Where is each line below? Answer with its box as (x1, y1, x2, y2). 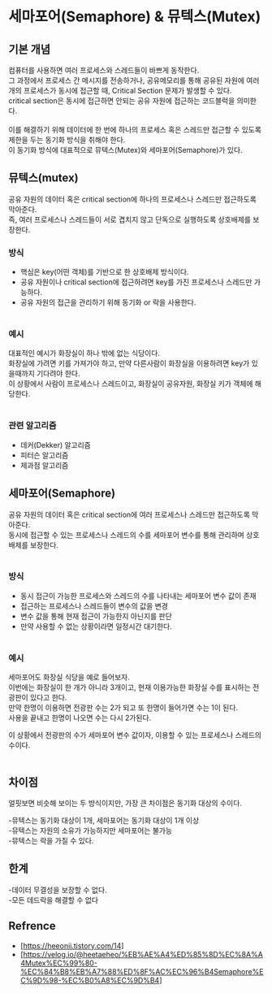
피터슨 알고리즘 (19, 450, 69, 460)
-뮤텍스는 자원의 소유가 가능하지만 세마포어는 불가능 (8, 826, 173, 835)
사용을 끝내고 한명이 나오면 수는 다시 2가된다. (8, 713, 152, 723)
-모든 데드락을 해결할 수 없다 (8, 895, 99, 904)
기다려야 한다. (36, 369, 80, 379)
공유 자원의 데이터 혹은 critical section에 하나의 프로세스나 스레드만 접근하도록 (8, 194, 257, 204)
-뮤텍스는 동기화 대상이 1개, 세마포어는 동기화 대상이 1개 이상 (8, 815, 200, 825)
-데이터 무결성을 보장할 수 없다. (8, 885, 107, 895)
